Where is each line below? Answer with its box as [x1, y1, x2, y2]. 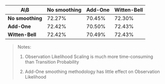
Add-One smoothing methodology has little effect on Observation [24, 68, 160, 74]
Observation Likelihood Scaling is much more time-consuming [24, 53, 153, 59]
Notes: [17, 44, 31, 49]
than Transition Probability [24, 59, 79, 64]
